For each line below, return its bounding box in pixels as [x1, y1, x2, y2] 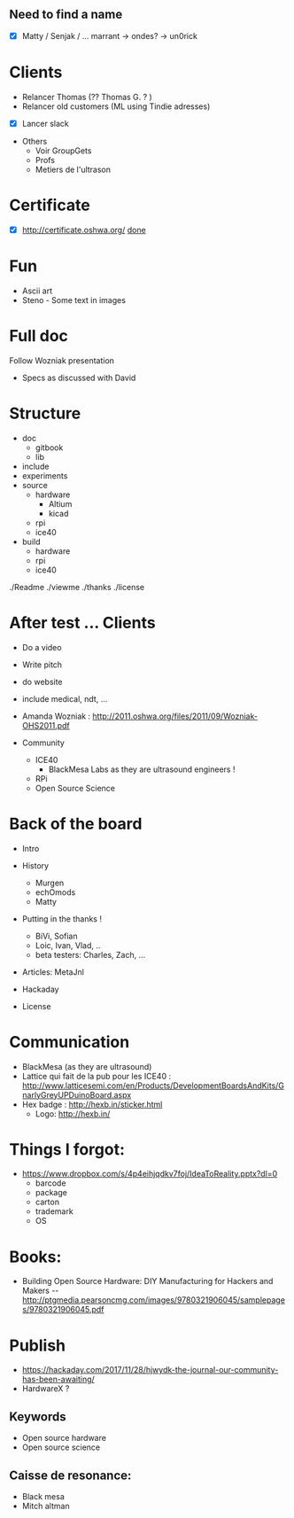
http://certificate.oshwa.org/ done [21, 224, 146, 235]
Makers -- [21, 1285, 59, 1296]
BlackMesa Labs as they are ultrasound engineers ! [48, 764, 236, 775]
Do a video [21, 642, 62, 652]
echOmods [35, 886, 76, 898]
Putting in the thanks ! [21, 913, 102, 924]
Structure [9, 403, 81, 424]
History [21, 860, 50, 871]
